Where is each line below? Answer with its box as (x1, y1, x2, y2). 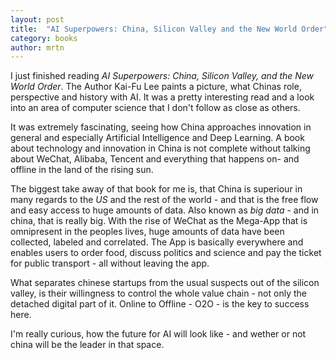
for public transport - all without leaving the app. (10, 257, 210, 270)
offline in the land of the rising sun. (10, 164, 154, 176)
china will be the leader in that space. (10, 339, 165, 351)
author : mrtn (10, 42, 65, 53)
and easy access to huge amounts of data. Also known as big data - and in (10, 204, 320, 216)
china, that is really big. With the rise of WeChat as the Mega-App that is (10, 215, 308, 227)
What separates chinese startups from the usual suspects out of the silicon (10, 277, 320, 289)
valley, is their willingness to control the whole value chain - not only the (10, 287, 307, 300)
